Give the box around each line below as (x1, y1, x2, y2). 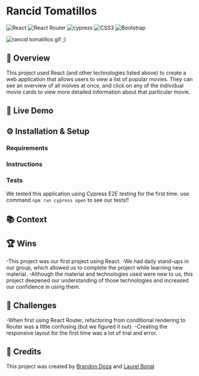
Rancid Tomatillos (6, 4, 97, 18)
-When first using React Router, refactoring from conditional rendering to (6, 317, 186, 324)
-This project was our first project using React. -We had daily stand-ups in (6, 257, 189, 265)
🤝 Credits (6, 347, 42, 357)
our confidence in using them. (6, 283, 80, 290)
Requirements (6, 144, 49, 153)
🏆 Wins (6, 238, 37, 249)
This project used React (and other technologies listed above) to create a (6, 69, 186, 76)
